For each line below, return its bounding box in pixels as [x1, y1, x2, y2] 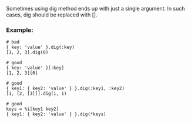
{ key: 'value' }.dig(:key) [6, 44, 75, 51]
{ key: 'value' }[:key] [6, 65, 65, 71]
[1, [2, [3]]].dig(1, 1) [6, 91, 67, 97]
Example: [6, 26, 33, 34]
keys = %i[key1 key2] [6, 106, 59, 112]
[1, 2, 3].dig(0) [6, 49, 49, 55]
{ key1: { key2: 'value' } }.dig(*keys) [6, 111, 107, 117]
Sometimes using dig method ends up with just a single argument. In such [6, 5, 185, 12]
